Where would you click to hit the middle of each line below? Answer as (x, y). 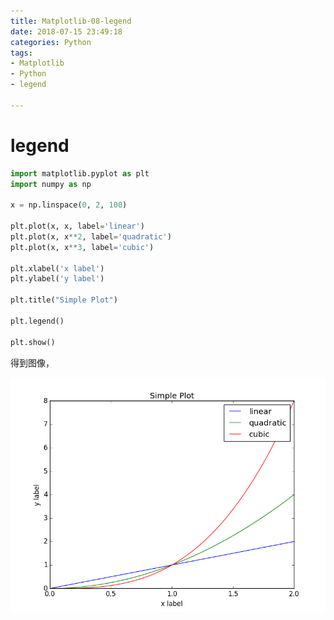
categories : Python (51, 42)
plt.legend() (37, 321)
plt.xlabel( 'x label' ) (57, 268)
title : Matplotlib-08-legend (71, 21)
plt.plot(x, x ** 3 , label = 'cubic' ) (82, 247)
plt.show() (33, 342)
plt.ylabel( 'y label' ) (57, 279)
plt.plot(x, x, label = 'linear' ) (77, 226)
